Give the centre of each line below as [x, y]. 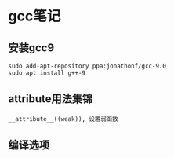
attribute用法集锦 [50, 99]
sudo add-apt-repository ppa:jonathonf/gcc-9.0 [87, 66]
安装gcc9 [31, 48]
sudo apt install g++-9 [47, 73]
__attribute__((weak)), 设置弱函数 [63, 119]
